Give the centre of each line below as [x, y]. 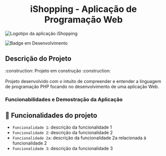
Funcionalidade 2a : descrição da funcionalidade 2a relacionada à [79, 138]
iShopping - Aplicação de [83, 9]
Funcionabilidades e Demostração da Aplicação [64, 99]
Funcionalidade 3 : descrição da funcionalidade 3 [63, 149]
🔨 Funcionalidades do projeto [51, 116]
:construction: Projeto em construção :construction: [58, 71]
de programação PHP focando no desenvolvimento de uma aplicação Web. [82, 86]
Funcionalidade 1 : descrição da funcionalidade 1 [62, 127]
